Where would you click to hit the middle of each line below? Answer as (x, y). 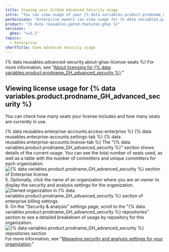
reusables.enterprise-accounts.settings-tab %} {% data (63, 137)
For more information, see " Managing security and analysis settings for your (84, 239)
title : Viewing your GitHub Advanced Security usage (62, 10)
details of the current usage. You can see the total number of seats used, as (84, 153)
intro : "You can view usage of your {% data (53, 15)
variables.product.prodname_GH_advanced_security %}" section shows (80, 147)
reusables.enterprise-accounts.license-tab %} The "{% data (68, 142)
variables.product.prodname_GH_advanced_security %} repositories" (77, 212)
